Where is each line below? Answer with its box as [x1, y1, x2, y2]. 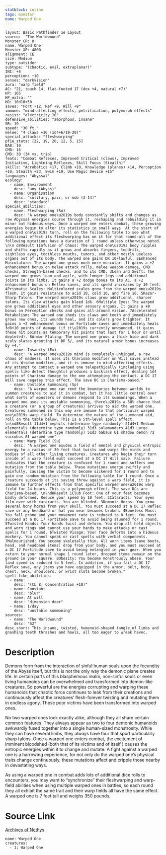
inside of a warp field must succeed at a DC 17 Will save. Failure [5, 456, 150, 461]
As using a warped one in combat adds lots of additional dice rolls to [5, 772, 146, 778]
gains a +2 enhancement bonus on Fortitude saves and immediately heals [5, 321, 159, 326]
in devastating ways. [5, 762, 47, 768]
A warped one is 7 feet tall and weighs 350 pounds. [5, 793, 111, 799]
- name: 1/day [9, 604, 39, 609]
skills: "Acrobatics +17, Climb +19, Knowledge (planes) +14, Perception [5, 165, 162, 170]
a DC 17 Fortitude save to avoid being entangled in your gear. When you [5, 547, 162, 552]
